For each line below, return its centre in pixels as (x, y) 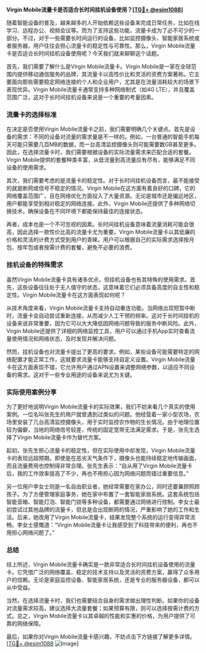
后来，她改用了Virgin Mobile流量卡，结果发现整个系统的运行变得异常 (103, 517)
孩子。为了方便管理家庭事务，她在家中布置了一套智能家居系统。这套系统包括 (103, 494)
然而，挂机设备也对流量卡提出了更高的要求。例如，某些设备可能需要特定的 (100, 351)
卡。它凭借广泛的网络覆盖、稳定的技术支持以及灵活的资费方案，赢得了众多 (100, 572)
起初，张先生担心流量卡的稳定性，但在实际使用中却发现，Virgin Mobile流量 (101, 450)
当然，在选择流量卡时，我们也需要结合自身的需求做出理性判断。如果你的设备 (103, 601)
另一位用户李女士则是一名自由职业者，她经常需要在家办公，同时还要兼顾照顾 (103, 486)
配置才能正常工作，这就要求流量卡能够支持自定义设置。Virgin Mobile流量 (103, 359)
